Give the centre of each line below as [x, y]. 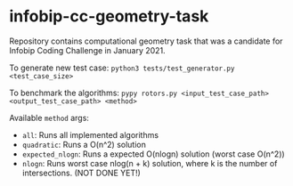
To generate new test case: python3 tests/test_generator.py [122, 68]
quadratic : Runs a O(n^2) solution [84, 144]
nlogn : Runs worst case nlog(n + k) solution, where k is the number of [150, 163]
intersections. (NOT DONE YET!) [81, 173]
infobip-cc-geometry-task [109, 16]
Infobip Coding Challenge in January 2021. [88, 50]
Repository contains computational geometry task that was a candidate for [146, 41]
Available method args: [49, 117]
